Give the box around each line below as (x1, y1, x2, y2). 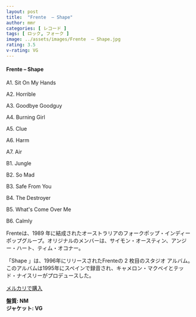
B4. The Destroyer (6, 194, 51, 201)
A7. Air (6, 148, 23, 155)
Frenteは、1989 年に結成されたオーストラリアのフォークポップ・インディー (6, 230, 191, 237)
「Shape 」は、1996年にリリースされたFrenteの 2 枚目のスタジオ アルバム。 (6, 257, 193, 264)
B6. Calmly (6, 217, 33, 224)
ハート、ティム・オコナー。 (16, 244, 84, 252)
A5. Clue (6, 125, 27, 132)
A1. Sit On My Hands (6, 79, 56, 86)
